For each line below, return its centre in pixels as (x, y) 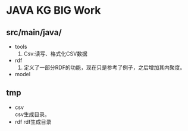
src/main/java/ (34, 32)
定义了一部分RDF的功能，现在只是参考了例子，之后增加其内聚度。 (104, 67)
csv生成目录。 (32, 114)
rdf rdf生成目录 (33, 121)
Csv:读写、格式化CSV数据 (55, 54)
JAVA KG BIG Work (54, 10)
